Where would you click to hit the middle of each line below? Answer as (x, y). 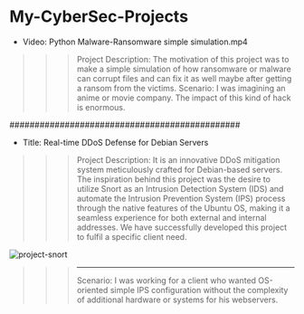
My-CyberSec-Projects (99, 17)
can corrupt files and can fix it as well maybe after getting (184, 78)
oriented (92, 290)
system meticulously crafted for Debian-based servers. (180, 169)
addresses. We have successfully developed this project (182, 227)
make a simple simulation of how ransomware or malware (184, 69)
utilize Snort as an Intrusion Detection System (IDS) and (180, 188)
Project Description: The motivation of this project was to (183, 59)
